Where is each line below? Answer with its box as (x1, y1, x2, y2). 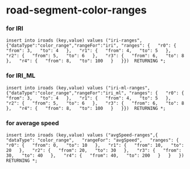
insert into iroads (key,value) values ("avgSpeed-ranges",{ (6, 132, 158, 138)
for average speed (6, 119, 60, 127)
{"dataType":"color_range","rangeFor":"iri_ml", (6, 90, 127, 96)
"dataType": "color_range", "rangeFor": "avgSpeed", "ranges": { (6, 137, 179, 143)
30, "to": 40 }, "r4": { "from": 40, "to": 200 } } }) (6, 153, 184, 158)
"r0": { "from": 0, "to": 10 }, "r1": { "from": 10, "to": (6, 143, 184, 149)
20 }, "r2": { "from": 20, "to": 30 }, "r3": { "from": (6, 147, 182, 154)
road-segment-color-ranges (6, 4, 147, 17)
